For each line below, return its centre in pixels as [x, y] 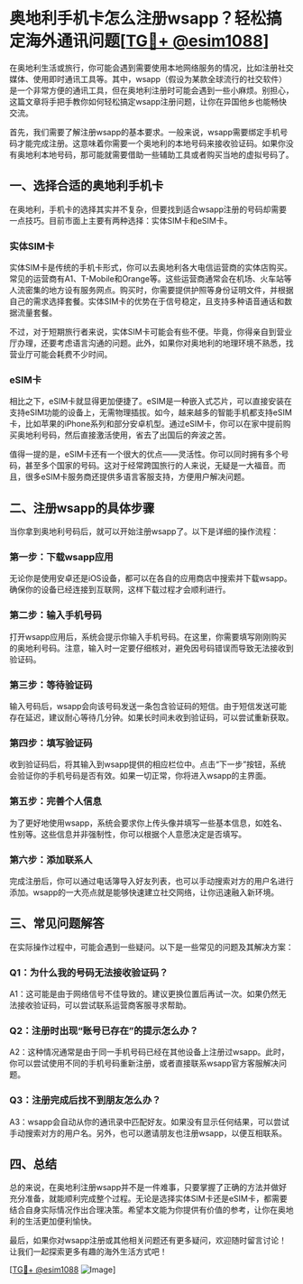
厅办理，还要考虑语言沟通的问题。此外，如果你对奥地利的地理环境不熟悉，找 [151, 343]
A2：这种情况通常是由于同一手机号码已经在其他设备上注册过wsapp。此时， [150, 1052]
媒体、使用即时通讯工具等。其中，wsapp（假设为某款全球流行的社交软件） [148, 79]
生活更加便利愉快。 [60, 1221]
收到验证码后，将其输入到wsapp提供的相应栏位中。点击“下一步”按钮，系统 [148, 764]
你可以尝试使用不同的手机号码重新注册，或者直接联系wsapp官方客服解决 [144, 1063]
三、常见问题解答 [57, 924]
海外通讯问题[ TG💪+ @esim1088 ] [147, 41]
